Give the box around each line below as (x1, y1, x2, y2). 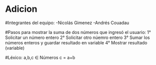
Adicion (5, 3, 38, 15)
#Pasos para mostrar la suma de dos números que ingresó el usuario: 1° (5, 29, 151, 35)
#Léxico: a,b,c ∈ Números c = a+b (5, 54, 75, 60)
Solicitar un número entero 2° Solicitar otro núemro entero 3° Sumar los (5, 34, 150, 40)
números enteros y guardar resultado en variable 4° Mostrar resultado (5, 39, 148, 45)
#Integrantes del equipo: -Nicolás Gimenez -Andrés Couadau (5, 20, 129, 26)
